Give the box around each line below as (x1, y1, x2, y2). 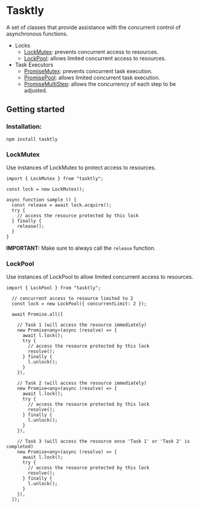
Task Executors (14, 61, 54, 68)
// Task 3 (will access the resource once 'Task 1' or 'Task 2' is (17, 438, 190, 444)
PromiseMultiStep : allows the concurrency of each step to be (24, 80, 176, 88)
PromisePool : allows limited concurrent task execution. (24, 74, 160, 81)
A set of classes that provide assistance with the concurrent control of (6, 24, 181, 31)
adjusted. (24, 86, 48, 94)
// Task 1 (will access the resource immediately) (17, 322, 147, 328)
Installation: (6, 122, 42, 131)
